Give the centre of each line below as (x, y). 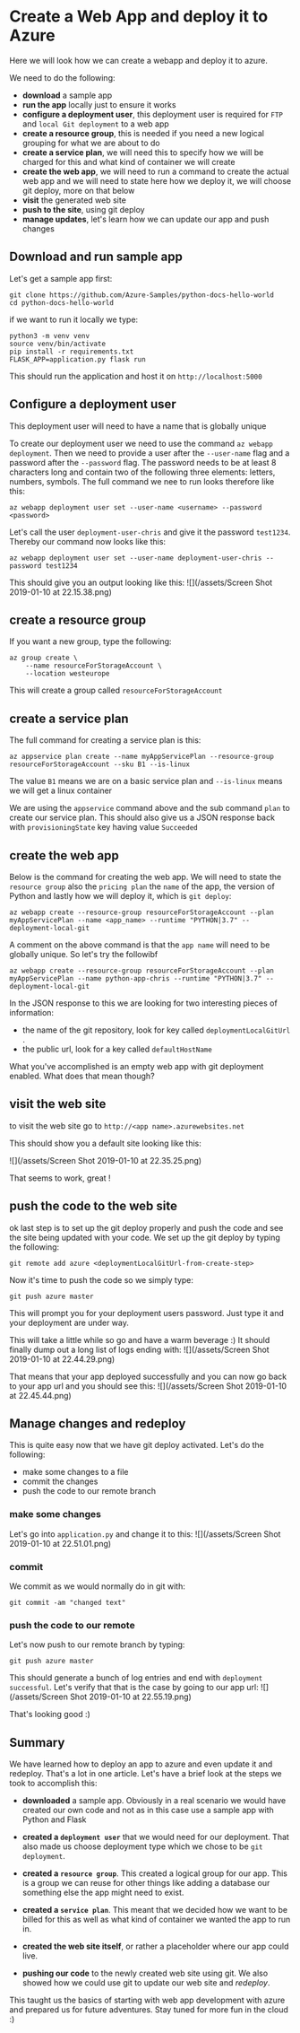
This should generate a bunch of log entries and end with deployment (136, 1678)
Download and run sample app (96, 257)
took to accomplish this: (53, 1784)
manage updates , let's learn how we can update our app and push (146, 219)
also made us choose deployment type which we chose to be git (142, 1846)
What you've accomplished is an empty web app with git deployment (137, 1066)
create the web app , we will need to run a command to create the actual (155, 171)
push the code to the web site (93, 1206)
